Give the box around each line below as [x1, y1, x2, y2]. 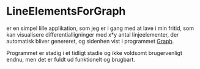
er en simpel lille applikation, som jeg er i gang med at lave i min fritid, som [6, 24, 194, 32]
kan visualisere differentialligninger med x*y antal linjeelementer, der [6, 31, 179, 38]
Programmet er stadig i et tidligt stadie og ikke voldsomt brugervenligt [6, 49, 182, 56]
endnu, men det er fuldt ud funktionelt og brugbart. [6, 56, 136, 63]
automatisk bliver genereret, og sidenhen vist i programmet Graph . [6, 37, 174, 45]
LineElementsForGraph [6, 4, 126, 18]
